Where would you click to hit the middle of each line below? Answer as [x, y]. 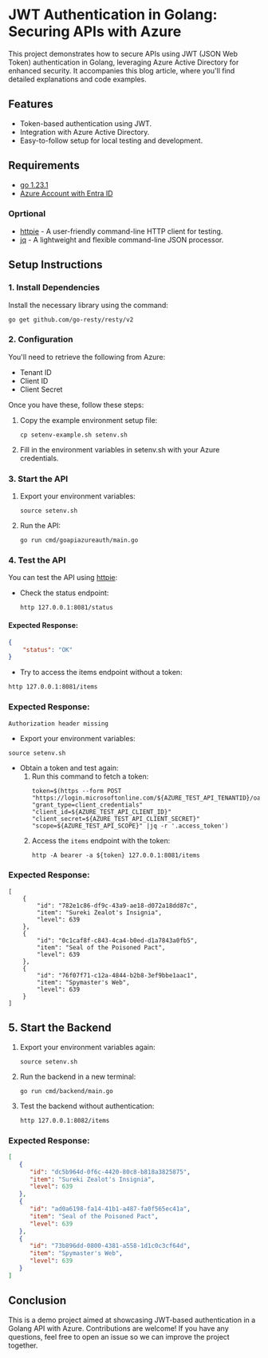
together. [23, 1345]
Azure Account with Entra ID [66, 193]
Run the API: [40, 526]
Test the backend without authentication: [87, 1106]
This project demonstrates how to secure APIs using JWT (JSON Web [123, 53]
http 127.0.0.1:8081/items [53, 687]
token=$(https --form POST [77, 791]
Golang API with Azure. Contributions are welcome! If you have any [118, 1328]
